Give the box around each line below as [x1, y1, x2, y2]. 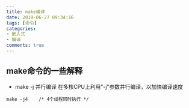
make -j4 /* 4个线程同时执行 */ [6, 96, 89, 102]
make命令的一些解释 [6, 66, 83, 76]
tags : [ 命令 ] [6, 20, 37, 26]
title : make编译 [6, 8, 45, 15]
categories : [6, 25, 36, 32]
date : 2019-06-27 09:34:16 [6, 14, 74, 20]
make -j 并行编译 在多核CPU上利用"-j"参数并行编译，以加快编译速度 [14, 83, 184, 90]
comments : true [6, 43, 45, 49]
